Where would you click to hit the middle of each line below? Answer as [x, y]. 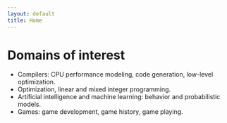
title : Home [25, 20]
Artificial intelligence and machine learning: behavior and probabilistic [119, 97]
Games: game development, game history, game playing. [100, 112]
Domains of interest [66, 55]
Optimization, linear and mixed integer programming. [94, 89]
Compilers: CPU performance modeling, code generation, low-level [115, 75]
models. [29, 104]
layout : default [31, 14]
